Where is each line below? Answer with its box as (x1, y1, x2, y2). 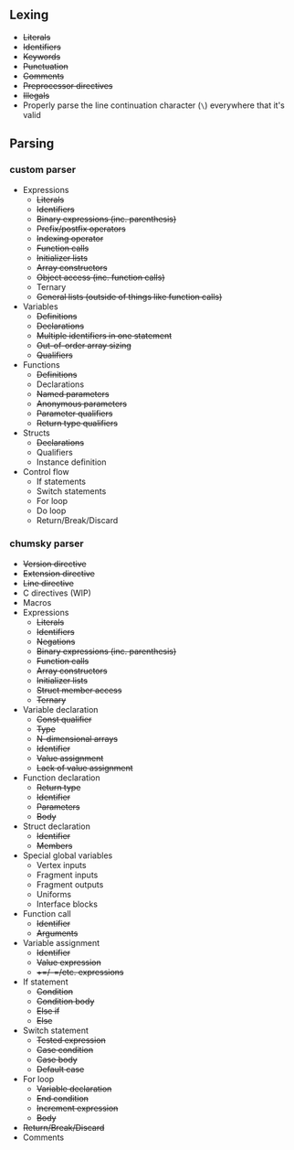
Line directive (22, 577, 75, 588)
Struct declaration (22, 821, 91, 832)
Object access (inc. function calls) (36, 272, 165, 283)
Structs (22, 427, 50, 438)
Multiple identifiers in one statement (36, 329, 172, 341)
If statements (36, 476, 87, 487)
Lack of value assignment (36, 762, 134, 773)
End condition (36, 1092, 89, 1103)
